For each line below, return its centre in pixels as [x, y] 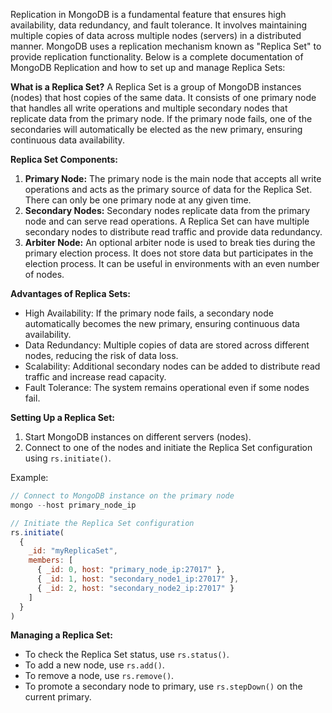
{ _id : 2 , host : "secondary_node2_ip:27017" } [135, 588]
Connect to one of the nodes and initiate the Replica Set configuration [168, 447]
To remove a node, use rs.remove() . [99, 676]
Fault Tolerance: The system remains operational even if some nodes [167, 387]
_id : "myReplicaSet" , [73, 551]
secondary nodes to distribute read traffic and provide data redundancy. [173, 232]
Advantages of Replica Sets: [70, 293]
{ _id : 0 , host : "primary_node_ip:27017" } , [131, 570]
